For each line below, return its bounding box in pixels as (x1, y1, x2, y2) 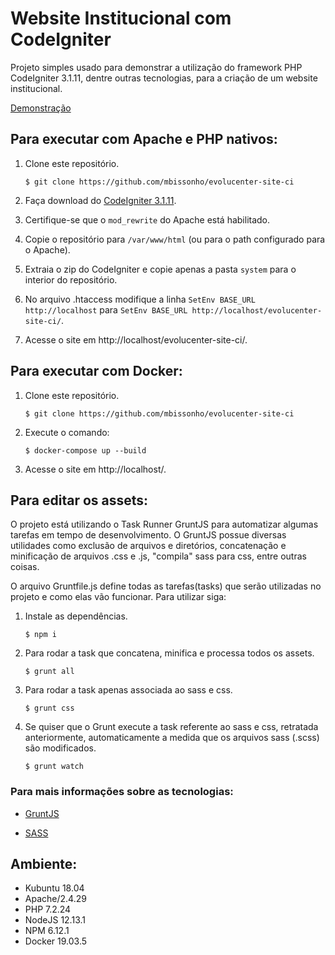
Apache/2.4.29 (24, 893, 87, 905)
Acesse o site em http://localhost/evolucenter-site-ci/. (24, 333, 248, 346)
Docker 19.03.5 (24, 935, 88, 947)
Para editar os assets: (10, 492, 149, 509)
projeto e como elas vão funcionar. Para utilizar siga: (10, 591, 227, 603)
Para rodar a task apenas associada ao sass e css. (24, 684, 233, 696)
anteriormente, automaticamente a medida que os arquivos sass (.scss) (24, 732, 320, 744)
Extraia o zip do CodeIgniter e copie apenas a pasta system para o (24, 263, 297, 275)
